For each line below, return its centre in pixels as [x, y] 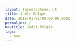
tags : [10, 32]
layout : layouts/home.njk [31, 9]
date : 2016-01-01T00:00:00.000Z [37, 18]
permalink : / [18, 23]
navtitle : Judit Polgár [29, 27]
